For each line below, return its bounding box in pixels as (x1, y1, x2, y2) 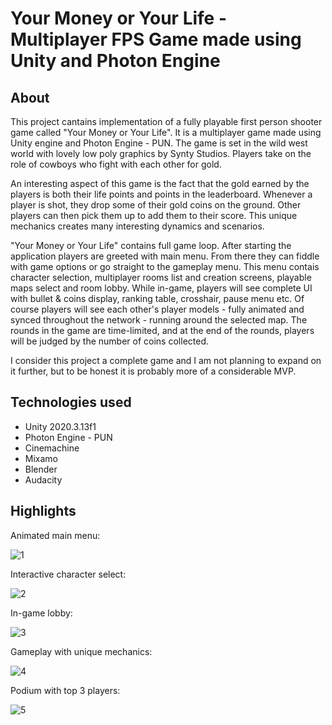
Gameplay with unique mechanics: (10, 645, 153, 657)
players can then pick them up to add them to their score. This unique (10, 210, 298, 221)
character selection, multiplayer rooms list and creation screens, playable (10, 272, 312, 283)
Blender (24, 463, 58, 475)
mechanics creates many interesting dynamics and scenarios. (10, 220, 265, 232)
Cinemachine (24, 442, 80, 454)
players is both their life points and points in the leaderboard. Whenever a (10, 188, 313, 200)
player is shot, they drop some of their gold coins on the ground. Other (10, 199, 302, 211)
